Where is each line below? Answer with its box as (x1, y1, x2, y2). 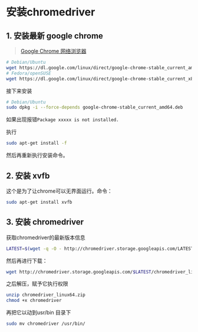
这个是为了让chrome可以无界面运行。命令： (6, 187, 113, 194)
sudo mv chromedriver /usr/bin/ (6, 321, 85, 327)
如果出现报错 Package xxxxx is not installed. (6, 116, 119, 123)
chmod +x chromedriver (6, 298, 62, 304)
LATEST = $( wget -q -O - (6, 246, 62, 252)
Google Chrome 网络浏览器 (20, 48, 87, 54)
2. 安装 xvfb (6, 171, 50, 181)
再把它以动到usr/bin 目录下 (6, 309, 71, 316)
